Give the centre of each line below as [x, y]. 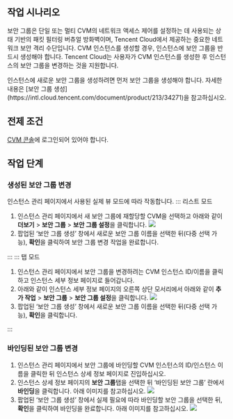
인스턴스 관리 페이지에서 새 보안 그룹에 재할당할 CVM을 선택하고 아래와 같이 [120, 216]
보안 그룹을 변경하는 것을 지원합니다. [69, 65]
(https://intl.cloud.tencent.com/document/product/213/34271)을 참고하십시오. [117, 97]
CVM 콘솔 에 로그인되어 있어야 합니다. [58, 139]
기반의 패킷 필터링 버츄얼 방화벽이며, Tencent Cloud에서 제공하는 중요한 [112, 39]
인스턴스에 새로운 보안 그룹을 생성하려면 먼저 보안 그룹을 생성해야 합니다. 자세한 [115, 80]
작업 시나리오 [34, 13]
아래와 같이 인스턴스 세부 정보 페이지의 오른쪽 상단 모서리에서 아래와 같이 [115, 289]
